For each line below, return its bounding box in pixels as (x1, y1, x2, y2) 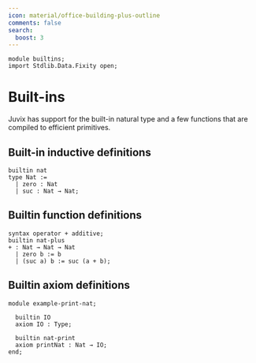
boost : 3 (15, 33, 44, 42)
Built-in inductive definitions (8, 145, 151, 159)
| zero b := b (15, 250, 61, 258)
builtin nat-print (15, 334, 76, 342)
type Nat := (8, 174, 47, 181)
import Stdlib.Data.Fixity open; (8, 62, 118, 70)
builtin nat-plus (8, 236, 65, 245)
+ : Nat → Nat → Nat (8, 243, 76, 251)
